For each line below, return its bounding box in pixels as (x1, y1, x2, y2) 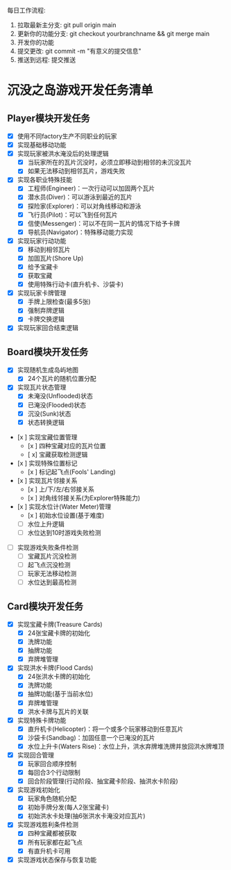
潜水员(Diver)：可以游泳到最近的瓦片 (27, 193, 133, 202)
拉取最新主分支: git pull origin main (17, 21, 117, 29)
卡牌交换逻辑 (27, 315, 65, 323)
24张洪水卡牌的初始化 (27, 673, 90, 681)
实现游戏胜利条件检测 (17, 821, 78, 829)
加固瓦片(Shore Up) (27, 254, 84, 262)
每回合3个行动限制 (27, 769, 81, 776)
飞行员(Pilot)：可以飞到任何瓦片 (27, 211, 118, 219)
